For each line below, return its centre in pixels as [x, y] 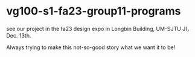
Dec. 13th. [19, 35]
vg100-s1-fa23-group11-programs [94, 11]
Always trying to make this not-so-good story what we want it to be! [91, 47]
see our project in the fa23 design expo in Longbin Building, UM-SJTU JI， [99, 29]
